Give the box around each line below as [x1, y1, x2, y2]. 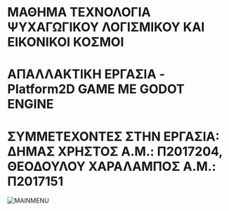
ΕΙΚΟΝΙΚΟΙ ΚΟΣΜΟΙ [7, 34, 124, 50]
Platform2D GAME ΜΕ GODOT [7, 82, 185, 97]
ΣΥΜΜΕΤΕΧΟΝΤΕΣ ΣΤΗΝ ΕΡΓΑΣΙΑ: [7, 128, 220, 144]
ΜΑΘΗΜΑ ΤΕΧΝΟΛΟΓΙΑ [7, 4, 151, 20]
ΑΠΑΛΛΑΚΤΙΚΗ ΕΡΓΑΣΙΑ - [7, 66, 165, 82]
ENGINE [7, 96, 54, 113]
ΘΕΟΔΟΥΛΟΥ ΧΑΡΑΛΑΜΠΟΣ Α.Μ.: [7, 158, 216, 174]
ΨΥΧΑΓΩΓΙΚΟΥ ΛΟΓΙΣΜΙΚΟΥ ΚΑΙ [7, 19, 205, 35]
